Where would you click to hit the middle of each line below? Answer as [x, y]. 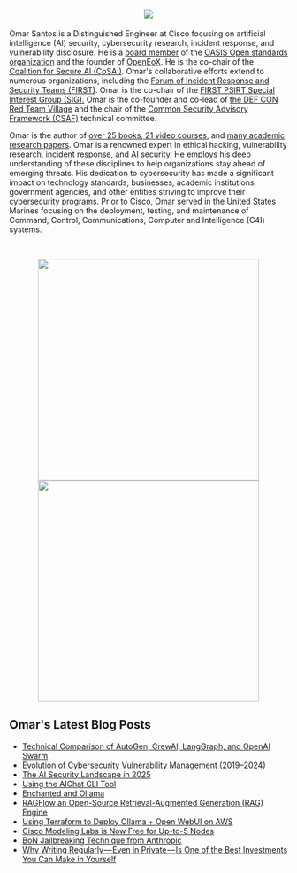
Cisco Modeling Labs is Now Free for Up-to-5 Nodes [118, 831]
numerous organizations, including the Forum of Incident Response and [139, 81]
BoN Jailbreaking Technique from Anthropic [102, 840]
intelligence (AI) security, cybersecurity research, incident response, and [142, 42]
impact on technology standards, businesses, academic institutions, [133, 182]
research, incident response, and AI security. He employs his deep [130, 154]
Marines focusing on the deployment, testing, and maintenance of [129, 210]
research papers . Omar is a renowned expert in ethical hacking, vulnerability [148, 144]
